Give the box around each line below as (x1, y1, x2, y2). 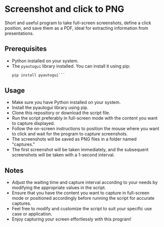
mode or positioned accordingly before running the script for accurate (11, 195, 155, 201)
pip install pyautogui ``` (11, 73, 65, 78)
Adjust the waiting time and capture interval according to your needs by (11, 180, 158, 185)
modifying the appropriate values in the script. (11, 184, 106, 191)
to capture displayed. (11, 120, 55, 127)
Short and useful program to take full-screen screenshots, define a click (4, 20, 152, 26)
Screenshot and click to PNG (4, 3, 124, 15)
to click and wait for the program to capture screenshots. (11, 131, 128, 137)
